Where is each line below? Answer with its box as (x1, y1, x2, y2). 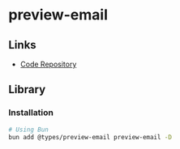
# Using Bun (8, 126, 49, 134)
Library (8, 83, 46, 96)
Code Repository (19, 59, 77, 69)
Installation (8, 107, 54, 118)
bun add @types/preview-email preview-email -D (8, 133, 173, 141)
